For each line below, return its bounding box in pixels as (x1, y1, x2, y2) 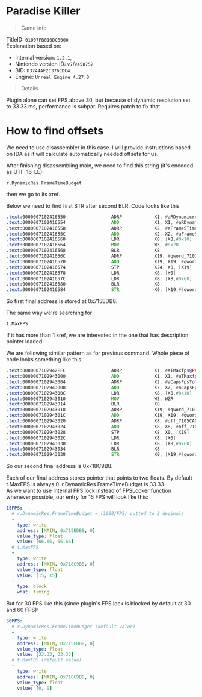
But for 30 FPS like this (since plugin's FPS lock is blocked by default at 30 (6, 600, 191, 607)
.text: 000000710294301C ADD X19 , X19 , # (6, 413, 185, 419)
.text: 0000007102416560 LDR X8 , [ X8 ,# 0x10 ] (6, 236, 192, 242)
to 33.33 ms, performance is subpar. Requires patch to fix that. (6, 102, 162, 110)
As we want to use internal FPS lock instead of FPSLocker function (6, 487, 171, 495)
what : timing (17, 589, 50, 595)
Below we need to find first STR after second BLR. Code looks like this (6, 202, 180, 209)
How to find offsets (6, 124, 104, 138)
